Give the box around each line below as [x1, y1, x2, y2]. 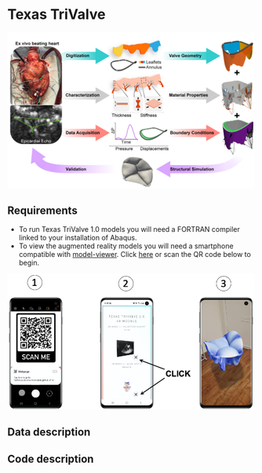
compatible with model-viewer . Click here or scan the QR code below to [18, 250, 252, 259]
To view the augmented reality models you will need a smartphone [18, 241, 234, 251]
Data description [7, 426, 91, 439]
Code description [7, 452, 94, 465]
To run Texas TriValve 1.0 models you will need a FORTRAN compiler [18, 225, 240, 234]
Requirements [7, 203, 78, 217]
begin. [18, 258, 40, 268]
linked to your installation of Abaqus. [18, 233, 137, 243]
